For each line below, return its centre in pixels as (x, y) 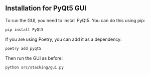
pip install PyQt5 (24, 30)
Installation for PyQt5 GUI (46, 8)
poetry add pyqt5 (23, 48)
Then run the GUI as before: (34, 58)
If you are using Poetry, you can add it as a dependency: (63, 39)
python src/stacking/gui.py (35, 67)
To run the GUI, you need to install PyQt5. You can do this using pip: (75, 20)
